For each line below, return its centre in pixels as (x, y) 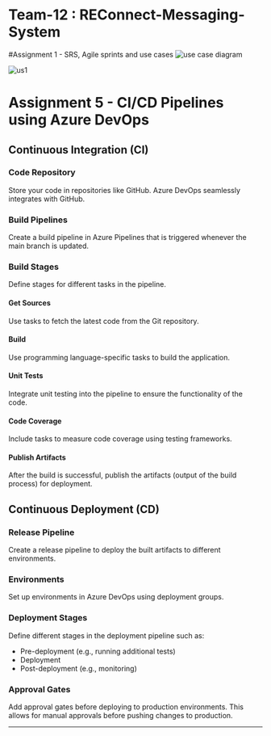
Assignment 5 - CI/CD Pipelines (116, 103)
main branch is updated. (49, 246)
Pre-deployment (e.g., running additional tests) (98, 651)
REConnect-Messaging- (162, 15)
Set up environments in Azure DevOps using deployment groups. (116, 597)
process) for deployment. (50, 484)
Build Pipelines (38, 220)
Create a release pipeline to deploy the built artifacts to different (115, 550)
